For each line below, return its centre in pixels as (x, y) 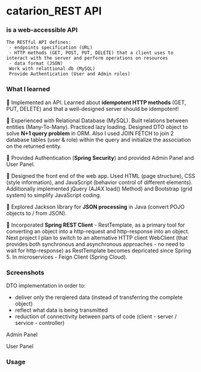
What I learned (28, 89)
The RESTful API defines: (39, 43)
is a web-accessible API (42, 30)
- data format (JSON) (36, 64)
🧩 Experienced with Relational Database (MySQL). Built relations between (97, 120)
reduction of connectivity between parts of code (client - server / (96, 317)
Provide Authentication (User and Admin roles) (70, 74)
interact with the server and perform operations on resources (87, 58)
